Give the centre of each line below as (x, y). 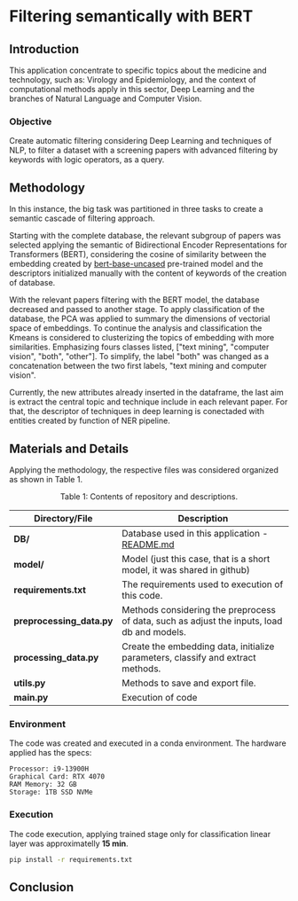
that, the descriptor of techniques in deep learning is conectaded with (137, 411)
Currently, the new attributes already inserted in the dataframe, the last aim (146, 393)
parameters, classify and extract (188, 657)
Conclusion (42, 887)
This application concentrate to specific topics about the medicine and (138, 70)
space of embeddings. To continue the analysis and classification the (136, 328)
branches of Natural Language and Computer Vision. (106, 98)
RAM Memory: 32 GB (43, 785)
